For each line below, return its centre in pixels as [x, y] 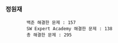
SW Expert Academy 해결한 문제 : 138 [70, 29]
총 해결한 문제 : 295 [49, 35]
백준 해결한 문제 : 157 [51, 23]
